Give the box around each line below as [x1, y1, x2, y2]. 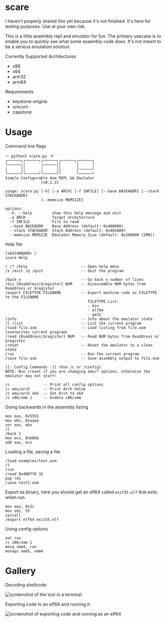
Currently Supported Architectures [5, 53, 76, 59]
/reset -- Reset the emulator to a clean [5, 342, 153, 347]
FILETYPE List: [87, 299, 120, 304]
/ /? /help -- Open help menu [5, 264, 120, 269]
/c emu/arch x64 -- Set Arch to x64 [5, 390, 84, 396]
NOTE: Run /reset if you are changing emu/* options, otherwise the [5, 369, 151, 374]
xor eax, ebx [5, 422, 32, 427]
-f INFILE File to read [9, 219, 79, 224]
